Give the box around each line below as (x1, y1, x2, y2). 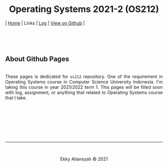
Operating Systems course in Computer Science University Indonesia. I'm (5, 78, 163, 84)
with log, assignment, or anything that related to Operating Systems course (5, 89, 163, 95)
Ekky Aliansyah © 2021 (60, 156, 108, 162)
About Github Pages (5, 55, 69, 63)
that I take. (5, 94, 27, 100)
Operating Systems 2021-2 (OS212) (9, 3, 159, 15)
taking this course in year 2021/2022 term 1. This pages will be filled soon (5, 84, 163, 90)
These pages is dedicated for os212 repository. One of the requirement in (5, 73, 163, 79)
